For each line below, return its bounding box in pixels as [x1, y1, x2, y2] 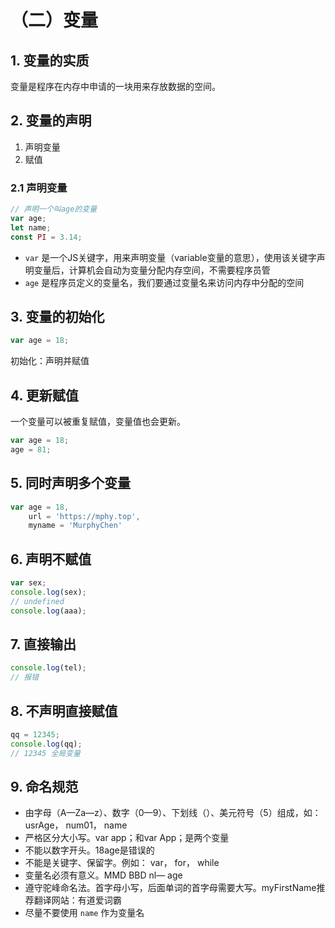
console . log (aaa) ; [10, 606, 87, 616]
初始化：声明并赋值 [10, 355, 90, 367]
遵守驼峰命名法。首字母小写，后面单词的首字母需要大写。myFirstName [24, 882, 317, 894]
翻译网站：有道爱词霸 [33, 894, 122, 906]
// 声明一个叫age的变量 [10, 204, 98, 215]
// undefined [10, 596, 65, 606]
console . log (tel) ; [10, 663, 87, 673]
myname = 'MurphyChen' [28, 521, 123, 531]
